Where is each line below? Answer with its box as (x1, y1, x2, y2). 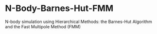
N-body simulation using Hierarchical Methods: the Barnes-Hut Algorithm (5, 19, 152, 24)
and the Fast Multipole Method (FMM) (5, 23, 81, 29)
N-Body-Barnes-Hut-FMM (5, 3, 114, 14)
